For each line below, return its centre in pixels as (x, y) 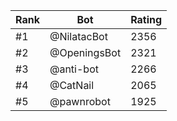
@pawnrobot (80, 101)
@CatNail (72, 85)
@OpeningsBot (85, 52)
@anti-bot (74, 69)
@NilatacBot (78, 36)
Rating (146, 19)
